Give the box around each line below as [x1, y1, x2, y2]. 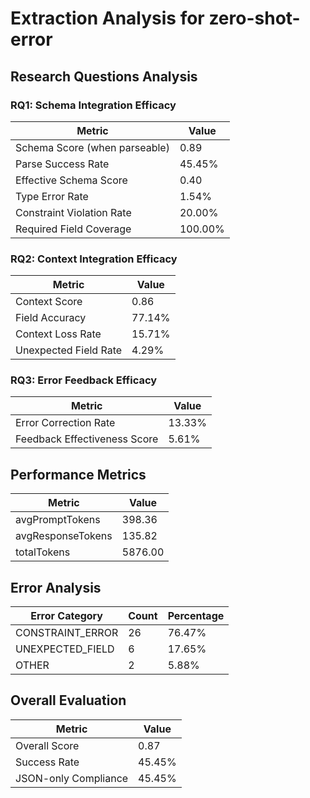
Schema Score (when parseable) [15, 140, 170, 154]
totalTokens [15, 545, 71, 559]
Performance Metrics [10, 466, 147, 483]
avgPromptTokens [15, 513, 101, 527]
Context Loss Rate [15, 327, 102, 341]
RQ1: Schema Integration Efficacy [10, 98, 177, 112]
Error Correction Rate [15, 416, 116, 430]
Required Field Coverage [15, 222, 132, 236]
